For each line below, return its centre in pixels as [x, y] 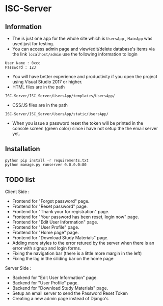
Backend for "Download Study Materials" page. [60, 288]
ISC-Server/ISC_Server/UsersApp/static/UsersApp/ [57, 114]
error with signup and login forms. [47, 248]
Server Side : [18, 268]
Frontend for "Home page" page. [45, 232]
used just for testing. [33, 44]
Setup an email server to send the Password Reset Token [70, 293]
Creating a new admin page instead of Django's [60, 298]
